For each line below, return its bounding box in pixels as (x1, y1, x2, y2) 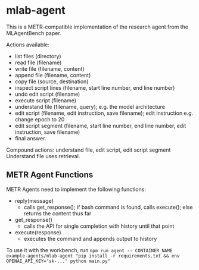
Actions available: (6, 41, 49, 48)
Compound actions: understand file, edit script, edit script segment (6, 146, 171, 153)
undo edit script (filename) (14, 90, 80, 98)
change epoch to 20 (14, 115, 65, 123)
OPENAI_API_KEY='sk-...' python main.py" (6, 258, 111, 264)
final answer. (14, 134, 46, 142)
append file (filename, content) (14, 71, 91, 79)
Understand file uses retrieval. (6, 152, 80, 159)
